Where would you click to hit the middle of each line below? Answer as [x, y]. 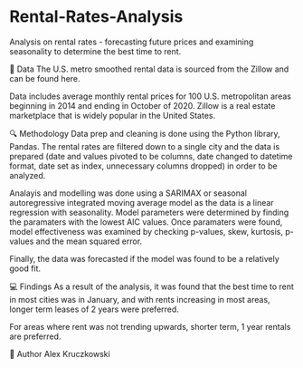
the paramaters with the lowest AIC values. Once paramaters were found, [146, 222]
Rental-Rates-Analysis [96, 17]
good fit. [25, 268]
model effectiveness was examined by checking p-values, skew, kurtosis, [146, 231]
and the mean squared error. [89, 241]
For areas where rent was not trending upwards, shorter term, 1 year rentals [150, 326]
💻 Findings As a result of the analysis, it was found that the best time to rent [151, 286]
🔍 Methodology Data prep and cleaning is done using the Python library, [145, 133]
